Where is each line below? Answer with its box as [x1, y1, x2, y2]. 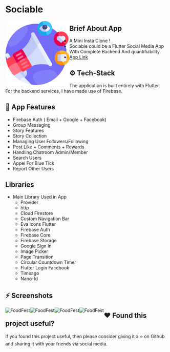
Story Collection [12, 132, 47, 139]
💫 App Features [5, 103, 55, 111]
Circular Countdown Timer [20, 259, 77, 265]
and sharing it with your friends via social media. [5, 340, 108, 347]
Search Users [12, 154, 42, 161]
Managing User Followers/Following [12, 138, 89, 144]
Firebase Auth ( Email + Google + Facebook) [12, 116, 107, 123]
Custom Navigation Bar [20, 216, 70, 222]
